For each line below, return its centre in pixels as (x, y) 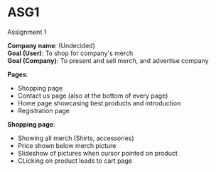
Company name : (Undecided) (52, 45)
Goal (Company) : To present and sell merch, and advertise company (108, 60)
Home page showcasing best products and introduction (99, 103)
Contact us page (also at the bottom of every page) (93, 96)
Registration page (43, 110)
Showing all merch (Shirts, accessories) (76, 138)
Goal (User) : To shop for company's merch (70, 53)
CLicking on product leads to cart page (75, 161)
